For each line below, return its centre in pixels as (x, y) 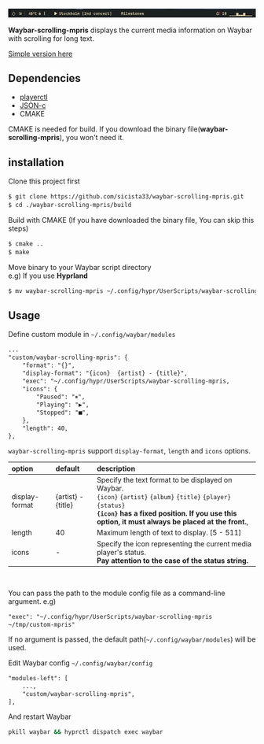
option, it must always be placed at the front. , (173, 522)
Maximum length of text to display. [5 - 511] (169, 533)
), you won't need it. (92, 138)
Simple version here (40, 54)
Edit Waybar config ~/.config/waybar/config (81, 663)
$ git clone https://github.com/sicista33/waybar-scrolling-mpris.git (126, 197)
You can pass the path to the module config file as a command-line (117, 593)
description (116, 468)
